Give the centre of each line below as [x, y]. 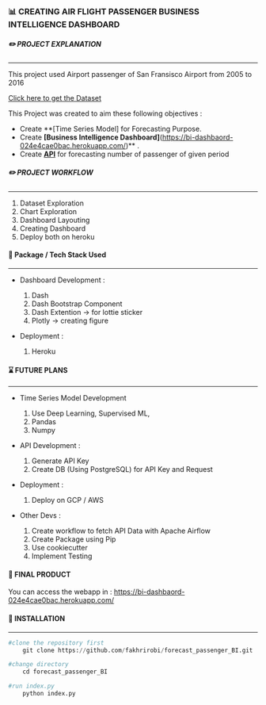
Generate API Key [60, 461]
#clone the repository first [56, 643]
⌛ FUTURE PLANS [38, 370]
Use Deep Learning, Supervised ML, [91, 413]
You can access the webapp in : [60, 592]
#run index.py [32, 686]
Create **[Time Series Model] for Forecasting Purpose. [110, 128]
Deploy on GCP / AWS [68, 500]
